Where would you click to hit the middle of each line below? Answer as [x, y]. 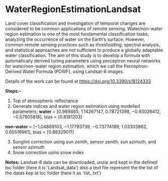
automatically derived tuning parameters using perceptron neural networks [83, 61]
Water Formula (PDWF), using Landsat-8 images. [73, 71]
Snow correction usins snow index [48, 152]
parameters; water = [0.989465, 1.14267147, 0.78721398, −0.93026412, [87, 111]
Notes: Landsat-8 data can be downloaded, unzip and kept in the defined [81, 162]
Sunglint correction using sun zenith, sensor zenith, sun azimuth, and [84, 142]
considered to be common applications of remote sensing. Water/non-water [84, 28]
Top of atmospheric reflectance [45, 101]
